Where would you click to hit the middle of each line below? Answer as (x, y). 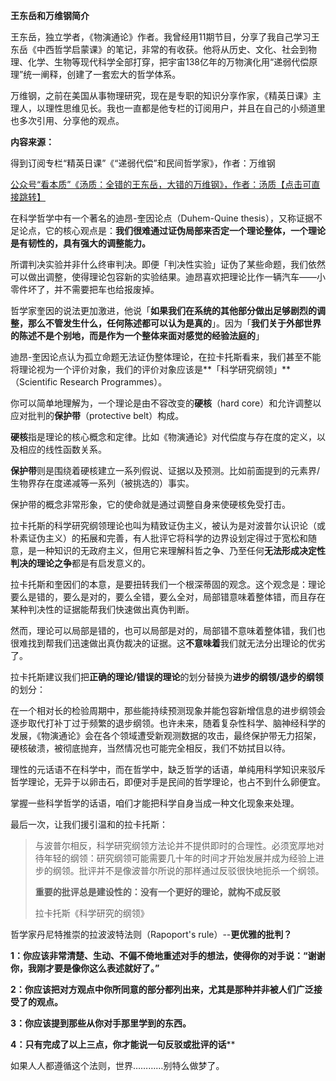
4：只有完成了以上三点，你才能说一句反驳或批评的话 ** (123, 1044)
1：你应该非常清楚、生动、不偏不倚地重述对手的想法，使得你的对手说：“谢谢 (168, 955)
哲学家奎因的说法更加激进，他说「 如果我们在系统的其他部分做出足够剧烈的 (163, 310)
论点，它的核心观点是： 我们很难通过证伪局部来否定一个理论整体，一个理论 (172, 230)
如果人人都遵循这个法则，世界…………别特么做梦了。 (117, 1065)
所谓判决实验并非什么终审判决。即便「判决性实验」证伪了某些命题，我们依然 (168, 264)
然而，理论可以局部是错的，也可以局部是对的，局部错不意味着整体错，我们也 (168, 630)
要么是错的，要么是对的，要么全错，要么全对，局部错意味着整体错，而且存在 (168, 597)
